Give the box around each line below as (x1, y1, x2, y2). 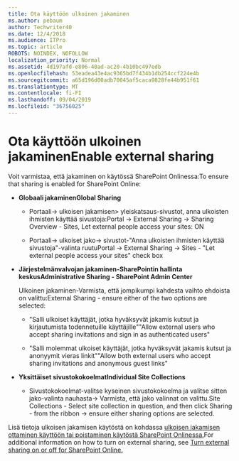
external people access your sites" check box (28, 251, 163, 259)
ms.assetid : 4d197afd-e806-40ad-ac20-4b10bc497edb (8, 63, 161, 70)
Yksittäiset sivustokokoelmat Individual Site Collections (18, 372, 186, 381)
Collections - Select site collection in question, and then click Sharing (28, 401, 233, 410)
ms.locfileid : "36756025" (8, 103, 85, 110)
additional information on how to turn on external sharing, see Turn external (8, 438, 230, 446)
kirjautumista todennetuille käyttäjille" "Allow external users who (28, 322, 216, 331)
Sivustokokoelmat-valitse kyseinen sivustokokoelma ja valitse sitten (28, 386, 227, 395)
